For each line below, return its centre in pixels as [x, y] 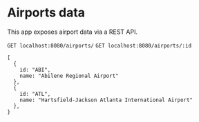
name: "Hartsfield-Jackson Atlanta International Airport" [106, 100]
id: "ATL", [35, 94]
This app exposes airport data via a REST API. [73, 32]
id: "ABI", [35, 70]
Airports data [46, 13]
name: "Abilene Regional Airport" [69, 76]
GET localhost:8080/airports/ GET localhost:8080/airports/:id [99, 45]
